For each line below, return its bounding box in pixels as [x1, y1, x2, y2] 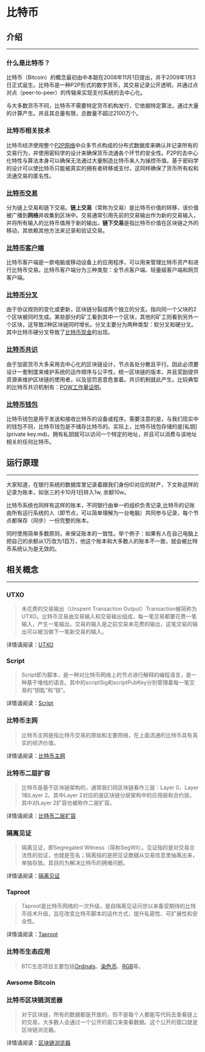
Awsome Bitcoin [6, 978, 56, 987]
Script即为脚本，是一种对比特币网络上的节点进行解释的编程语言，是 [21, 671, 192, 679]
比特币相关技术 [6, 127, 51, 135]
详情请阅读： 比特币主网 [6, 752, 65, 759]
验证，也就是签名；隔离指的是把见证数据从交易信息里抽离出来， [37, 852, 198, 859]
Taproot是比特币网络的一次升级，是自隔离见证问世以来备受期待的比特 [21, 902, 196, 910]
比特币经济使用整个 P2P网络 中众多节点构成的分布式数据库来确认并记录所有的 [6, 141, 198, 149]
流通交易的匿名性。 [6, 172, 55, 179]
